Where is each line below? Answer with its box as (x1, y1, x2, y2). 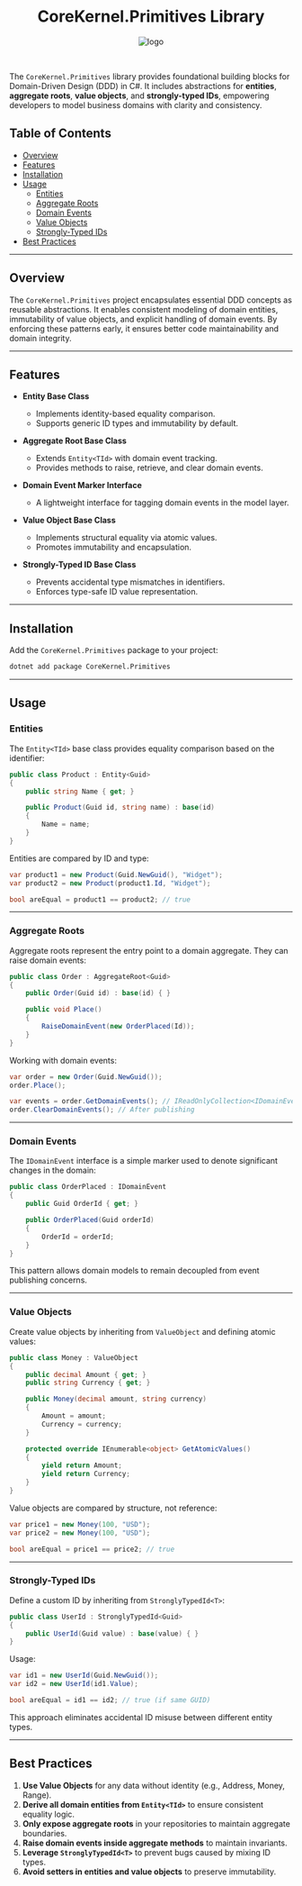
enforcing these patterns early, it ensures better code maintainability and (9, 322, 280, 334)
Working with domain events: (9, 1055, 117, 1065)
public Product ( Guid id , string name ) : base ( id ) (25, 803, 216, 812)
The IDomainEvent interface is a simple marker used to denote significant (9, 1156, 279, 1166)
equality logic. (22, 1809, 75, 1819)
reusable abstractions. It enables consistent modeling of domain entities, (9, 304, 279, 314)
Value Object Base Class (22, 515, 116, 526)
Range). (22, 1790, 52, 1800)
